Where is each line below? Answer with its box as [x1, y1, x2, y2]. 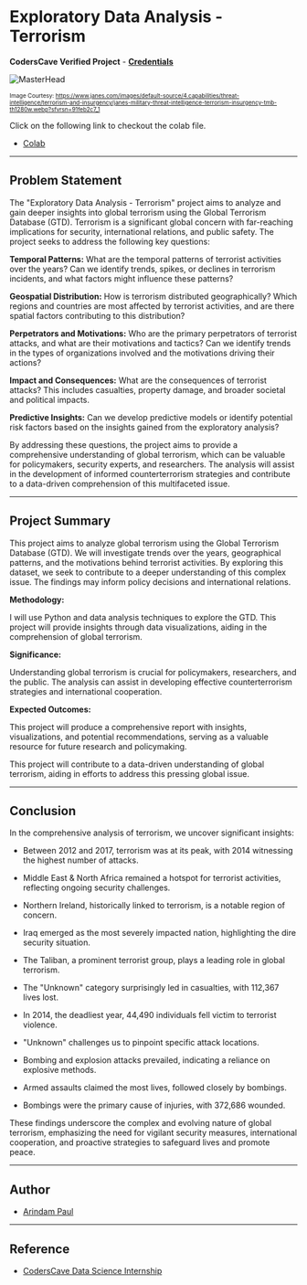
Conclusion [9, 802, 77, 819]
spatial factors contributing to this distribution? [9, 310, 185, 321]
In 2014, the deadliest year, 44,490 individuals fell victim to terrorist [22, 1010, 277, 1021]
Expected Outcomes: [9, 704, 91, 715]
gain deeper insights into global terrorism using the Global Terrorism [9, 207, 267, 218]
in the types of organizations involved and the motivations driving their [9, 347, 276, 358]
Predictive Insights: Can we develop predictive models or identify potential [9, 411, 293, 422]
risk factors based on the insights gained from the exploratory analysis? [9, 421, 280, 432]
